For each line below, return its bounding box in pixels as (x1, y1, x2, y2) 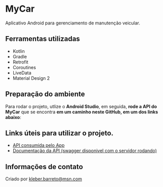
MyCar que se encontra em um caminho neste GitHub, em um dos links (5, 109, 158, 115)
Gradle (12, 53, 27, 59)
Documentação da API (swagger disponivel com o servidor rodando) (12, 148, 157, 154)
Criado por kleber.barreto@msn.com (5, 176, 83, 182)
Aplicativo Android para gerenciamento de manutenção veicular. (5, 20, 140, 26)
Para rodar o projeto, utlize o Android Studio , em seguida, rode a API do (5, 103, 157, 109)
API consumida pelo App (12, 142, 65, 148)
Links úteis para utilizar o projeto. (5, 129, 114, 137)
